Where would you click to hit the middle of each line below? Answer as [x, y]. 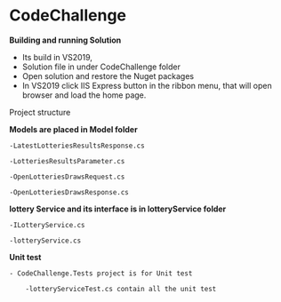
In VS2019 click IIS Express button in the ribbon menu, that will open [147, 85]
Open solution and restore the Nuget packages [108, 75]
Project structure [40, 112]
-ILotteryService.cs [48, 225]
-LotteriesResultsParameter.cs [67, 161]
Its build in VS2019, [57, 57]
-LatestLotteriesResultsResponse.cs [77, 146]
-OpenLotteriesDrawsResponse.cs [69, 192]
